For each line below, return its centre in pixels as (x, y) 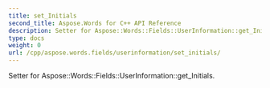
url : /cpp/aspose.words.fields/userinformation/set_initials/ (115, 53)
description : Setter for (50, 30)
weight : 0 (25, 46)
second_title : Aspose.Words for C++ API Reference (95, 23)
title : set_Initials (43, 16)
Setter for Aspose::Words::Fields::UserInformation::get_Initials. (112, 76)
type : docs (27, 38)
